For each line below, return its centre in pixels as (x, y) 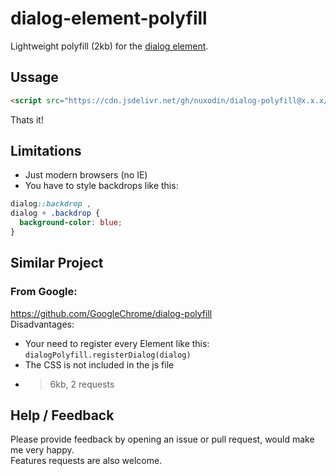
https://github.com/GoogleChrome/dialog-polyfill (111, 313)
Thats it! (27, 119)
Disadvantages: (42, 324)
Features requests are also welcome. (86, 461)
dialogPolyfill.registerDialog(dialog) (108, 355)
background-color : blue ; (71, 223)
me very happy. (42, 450)
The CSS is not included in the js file (99, 364)
